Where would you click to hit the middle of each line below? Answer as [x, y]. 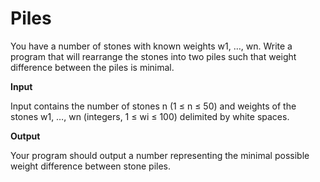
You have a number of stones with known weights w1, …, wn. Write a [151, 46]
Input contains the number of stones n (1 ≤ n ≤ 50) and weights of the [153, 106]
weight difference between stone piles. [91, 166]
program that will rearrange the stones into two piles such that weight [153, 56]
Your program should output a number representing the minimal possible [160, 155]
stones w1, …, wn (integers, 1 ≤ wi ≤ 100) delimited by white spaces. [150, 116]
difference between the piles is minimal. [92, 67]
